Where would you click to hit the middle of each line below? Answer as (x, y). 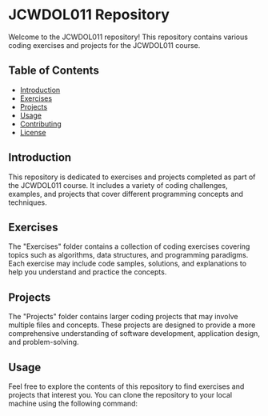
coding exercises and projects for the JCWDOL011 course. (104, 45)
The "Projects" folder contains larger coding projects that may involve (123, 317)
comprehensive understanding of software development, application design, (134, 334)
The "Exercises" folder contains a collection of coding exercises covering (129, 246)
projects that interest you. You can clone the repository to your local (120, 395)
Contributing (40, 124)
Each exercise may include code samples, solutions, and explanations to (127, 264)
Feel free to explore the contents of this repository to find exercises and (126, 386)
